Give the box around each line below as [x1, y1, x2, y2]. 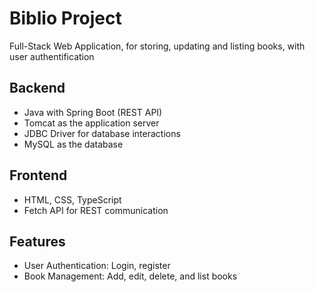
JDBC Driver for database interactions [23, 127, 181, 139]
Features [9, 233, 66, 250]
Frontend [9, 167, 68, 184]
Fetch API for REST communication [23, 204, 169, 216]
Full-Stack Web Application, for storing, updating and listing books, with [9, 40, 306, 52]
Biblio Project [9, 7, 122, 30]
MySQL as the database [23, 138, 124, 150]
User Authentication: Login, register [23, 260, 171, 272]
